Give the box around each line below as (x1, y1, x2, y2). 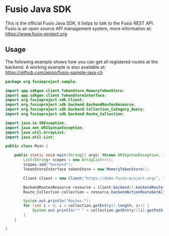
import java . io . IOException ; (5, 121, 66, 126)
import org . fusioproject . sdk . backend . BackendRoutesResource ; (5, 102, 136, 107)
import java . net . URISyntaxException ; (5, 125, 84, 130)
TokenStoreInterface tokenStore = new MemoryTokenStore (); (23, 167, 150, 172)
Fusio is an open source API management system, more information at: (5, 25, 152, 31)
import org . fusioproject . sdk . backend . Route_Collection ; (5, 111, 125, 116)
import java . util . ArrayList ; (5, 130, 66, 135)
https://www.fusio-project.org (5, 31, 67, 37)
